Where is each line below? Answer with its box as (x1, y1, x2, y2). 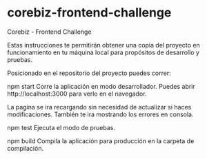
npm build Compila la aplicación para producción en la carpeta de (7, 136, 195, 145)
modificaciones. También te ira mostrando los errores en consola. (7, 110, 195, 118)
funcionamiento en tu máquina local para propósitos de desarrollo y (7, 48, 200, 56)
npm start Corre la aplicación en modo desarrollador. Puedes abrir (7, 82, 195, 90)
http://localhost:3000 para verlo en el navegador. (7, 89, 147, 98)
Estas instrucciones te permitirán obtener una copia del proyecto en (7, 41, 200, 49)
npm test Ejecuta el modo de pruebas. (7, 123, 116, 131)
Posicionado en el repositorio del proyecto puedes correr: (7, 69, 171, 77)
